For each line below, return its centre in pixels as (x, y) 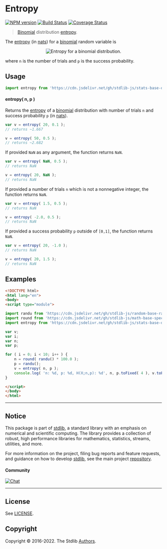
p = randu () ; (28, 364)
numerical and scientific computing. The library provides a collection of (78, 433)
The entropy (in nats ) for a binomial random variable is (61, 41)
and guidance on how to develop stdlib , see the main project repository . (79, 459)
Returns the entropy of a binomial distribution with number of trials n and (80, 110)
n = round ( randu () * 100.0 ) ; (46, 359)
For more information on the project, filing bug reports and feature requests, (83, 453)
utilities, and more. (24, 444)
